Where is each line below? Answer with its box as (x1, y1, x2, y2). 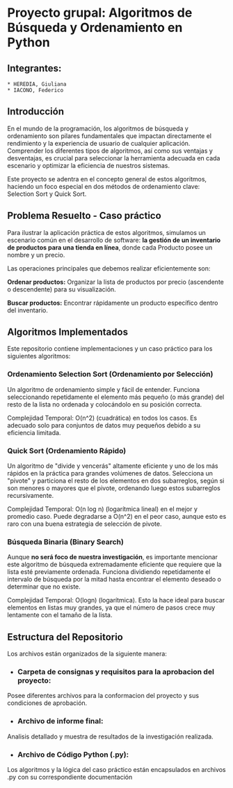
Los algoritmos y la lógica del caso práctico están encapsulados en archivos (7, 766, 226, 774)
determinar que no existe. (7, 582, 81, 591)
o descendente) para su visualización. (7, 285, 116, 294)
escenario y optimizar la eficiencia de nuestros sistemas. (7, 161, 170, 169)
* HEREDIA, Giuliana (7, 81, 67, 88)
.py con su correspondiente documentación (7, 773, 133, 782)
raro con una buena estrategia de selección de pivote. (7, 520, 162, 528)
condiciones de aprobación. (7, 699, 88, 707)
